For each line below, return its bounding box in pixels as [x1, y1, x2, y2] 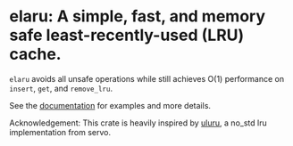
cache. [9, 45, 62, 64]
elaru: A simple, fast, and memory [9, 6, 266, 27]
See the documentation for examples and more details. [9, 100, 212, 110]
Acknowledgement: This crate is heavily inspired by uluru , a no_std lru [9, 118, 267, 128]
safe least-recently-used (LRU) [9, 25, 245, 45]
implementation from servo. [9, 126, 112, 137]
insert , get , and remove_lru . [9, 83, 113, 93]
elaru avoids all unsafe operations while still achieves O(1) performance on [9, 73, 284, 84]
